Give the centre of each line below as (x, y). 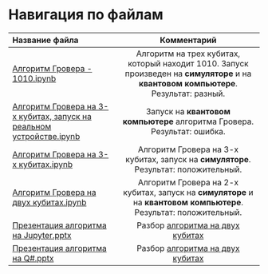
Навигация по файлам (86, 15)
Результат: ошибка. (188, 131)
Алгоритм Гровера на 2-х (188, 182)
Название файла (45, 40)
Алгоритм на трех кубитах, (188, 54)
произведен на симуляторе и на (188, 73)
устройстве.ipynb (46, 136)
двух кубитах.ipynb (49, 202)
